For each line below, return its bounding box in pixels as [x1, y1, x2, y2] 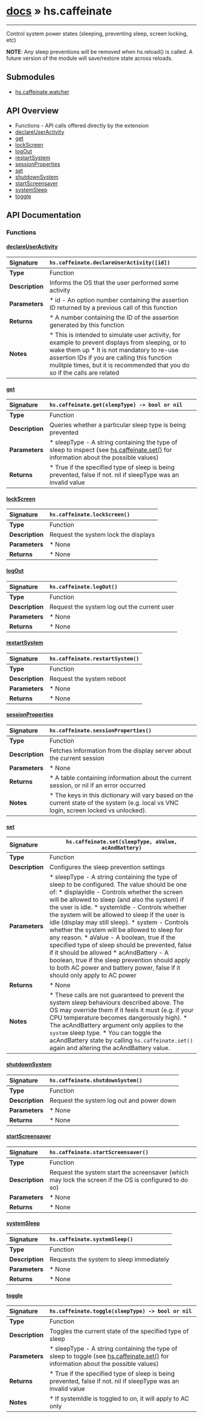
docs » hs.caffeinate [6, 4, 112, 18]
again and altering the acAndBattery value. [49, 1044, 170, 1052]
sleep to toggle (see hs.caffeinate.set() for [49, 1352, 169, 1361]
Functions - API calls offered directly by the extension [14, 122, 149, 129]
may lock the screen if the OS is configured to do [49, 1175, 188, 1184]
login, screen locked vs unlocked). [49, 806, 147, 815]
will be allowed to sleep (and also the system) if [49, 896, 184, 904]
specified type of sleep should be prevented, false [49, 941, 192, 950]
